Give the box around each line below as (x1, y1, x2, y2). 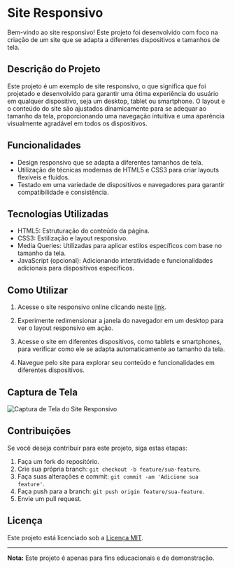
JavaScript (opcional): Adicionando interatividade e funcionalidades (17, 256, 213, 265)
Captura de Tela (7, 386, 78, 398)
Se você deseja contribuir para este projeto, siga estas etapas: (7, 444, 187, 452)
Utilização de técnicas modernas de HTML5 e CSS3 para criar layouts (17, 165, 219, 174)
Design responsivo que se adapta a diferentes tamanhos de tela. (17, 158, 204, 166)
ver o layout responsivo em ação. (17, 324, 114, 332)
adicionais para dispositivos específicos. (17, 264, 135, 273)
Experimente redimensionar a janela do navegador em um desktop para (17, 317, 224, 325)
